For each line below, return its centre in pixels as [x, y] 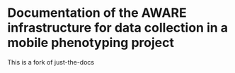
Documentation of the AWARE [97, 13]
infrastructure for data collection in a [118, 28]
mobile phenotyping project [91, 43]
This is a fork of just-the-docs [51, 62]
